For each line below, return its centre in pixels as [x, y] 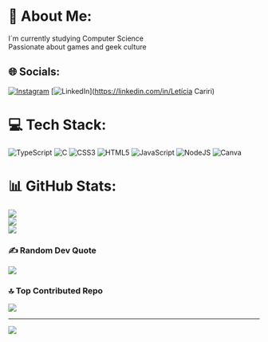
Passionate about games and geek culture [77, 46]
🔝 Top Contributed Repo [56, 290]
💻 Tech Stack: [57, 125]
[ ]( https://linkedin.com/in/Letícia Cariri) [133, 91]
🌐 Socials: [34, 72]
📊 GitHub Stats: [63, 186]
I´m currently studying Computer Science [76, 38]
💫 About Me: [50, 16]
